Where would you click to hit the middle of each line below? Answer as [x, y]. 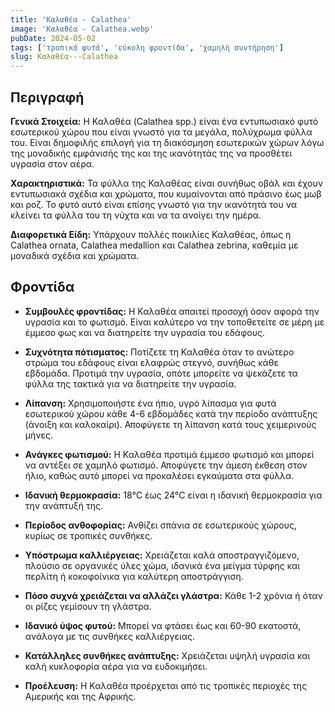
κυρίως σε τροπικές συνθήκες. [88, 535]
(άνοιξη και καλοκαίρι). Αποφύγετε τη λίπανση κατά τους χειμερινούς [170, 424]
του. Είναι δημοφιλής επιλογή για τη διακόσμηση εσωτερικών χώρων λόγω [167, 142]
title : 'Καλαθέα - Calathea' [71, 19]
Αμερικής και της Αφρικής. [80, 696]
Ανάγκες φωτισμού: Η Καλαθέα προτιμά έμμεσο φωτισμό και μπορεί [169, 454]
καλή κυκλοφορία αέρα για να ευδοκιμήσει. [116, 666]
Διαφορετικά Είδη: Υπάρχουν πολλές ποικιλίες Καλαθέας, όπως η [151, 234]
